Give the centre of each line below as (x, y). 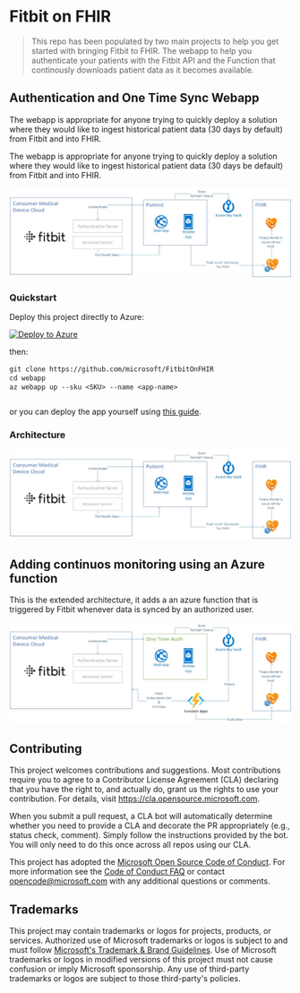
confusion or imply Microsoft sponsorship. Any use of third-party (129, 969)
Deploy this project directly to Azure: (77, 317)
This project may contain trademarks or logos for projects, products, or (140, 931)
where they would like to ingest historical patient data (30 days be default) (146, 165)
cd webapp (28, 378)
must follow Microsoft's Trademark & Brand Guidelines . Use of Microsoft (143, 950)
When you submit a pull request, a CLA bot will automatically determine (141, 816)
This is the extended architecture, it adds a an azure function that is (134, 600)
